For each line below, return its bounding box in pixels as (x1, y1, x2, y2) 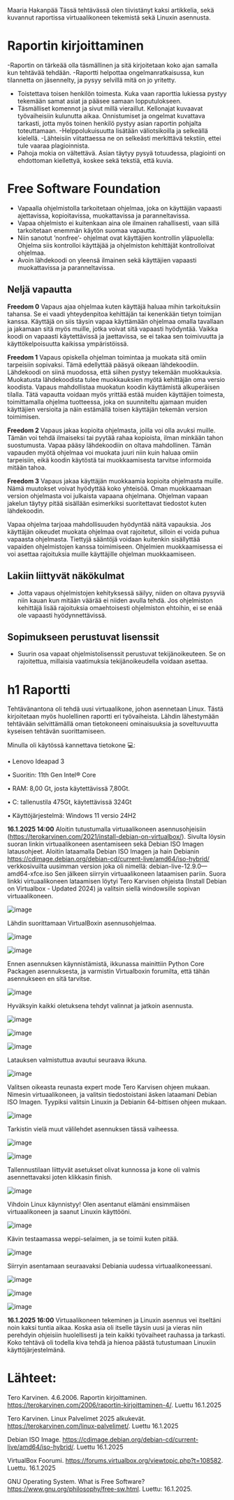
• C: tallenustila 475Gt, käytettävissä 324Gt (7, 798, 132, 807)
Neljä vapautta (7, 283, 72, 296)
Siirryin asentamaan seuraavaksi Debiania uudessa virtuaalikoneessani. (7, 1262, 213, 1271)
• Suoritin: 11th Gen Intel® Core (7, 771, 96, 779)
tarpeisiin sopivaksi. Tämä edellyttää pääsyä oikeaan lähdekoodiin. (7, 360, 199, 369)
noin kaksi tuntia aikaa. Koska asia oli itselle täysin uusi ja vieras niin (7, 1324, 203, 1332)
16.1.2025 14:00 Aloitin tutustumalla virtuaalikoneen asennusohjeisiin (7, 825, 206, 833)
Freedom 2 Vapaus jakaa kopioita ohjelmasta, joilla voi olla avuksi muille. (7, 426, 216, 434)
